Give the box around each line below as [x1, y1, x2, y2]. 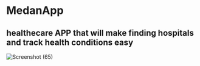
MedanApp [6, 4, 64, 18]
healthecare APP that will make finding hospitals [6, 28, 195, 38]
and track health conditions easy [6, 37, 134, 47]
